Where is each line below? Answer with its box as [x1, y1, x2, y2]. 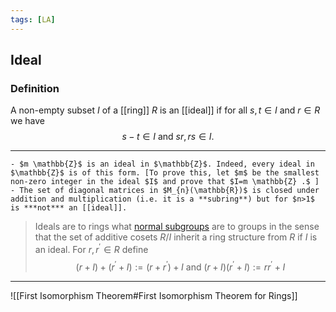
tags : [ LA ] [10, 14, 56, 25]
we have [10, 115, 45, 127]
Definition [10, 81, 60, 95]
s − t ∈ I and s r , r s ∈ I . [121, 131, 215, 143]
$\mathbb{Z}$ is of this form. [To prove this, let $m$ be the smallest [10, 168, 320, 178]
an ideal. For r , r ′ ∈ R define [34, 242, 149, 255]
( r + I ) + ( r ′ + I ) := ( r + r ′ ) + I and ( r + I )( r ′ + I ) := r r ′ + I [75, 259, 286, 273]
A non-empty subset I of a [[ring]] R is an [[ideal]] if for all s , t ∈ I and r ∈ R [10, 104, 321, 116]
